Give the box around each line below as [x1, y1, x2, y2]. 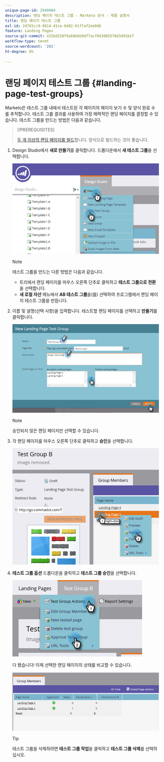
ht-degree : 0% [5, 49, 34, 54]
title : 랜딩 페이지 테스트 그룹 [5, 18, 61, 23]
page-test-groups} [5, 88, 84, 99]
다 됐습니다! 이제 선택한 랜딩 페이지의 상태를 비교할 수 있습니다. [12, 662, 132, 668]
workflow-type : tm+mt [5, 39, 49, 44]
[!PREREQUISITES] [17, 127, 55, 133]
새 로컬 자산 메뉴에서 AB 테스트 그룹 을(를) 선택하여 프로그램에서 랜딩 [19, 291, 149, 298]
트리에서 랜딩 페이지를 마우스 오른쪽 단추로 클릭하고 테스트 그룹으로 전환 [19, 279, 156, 285]
